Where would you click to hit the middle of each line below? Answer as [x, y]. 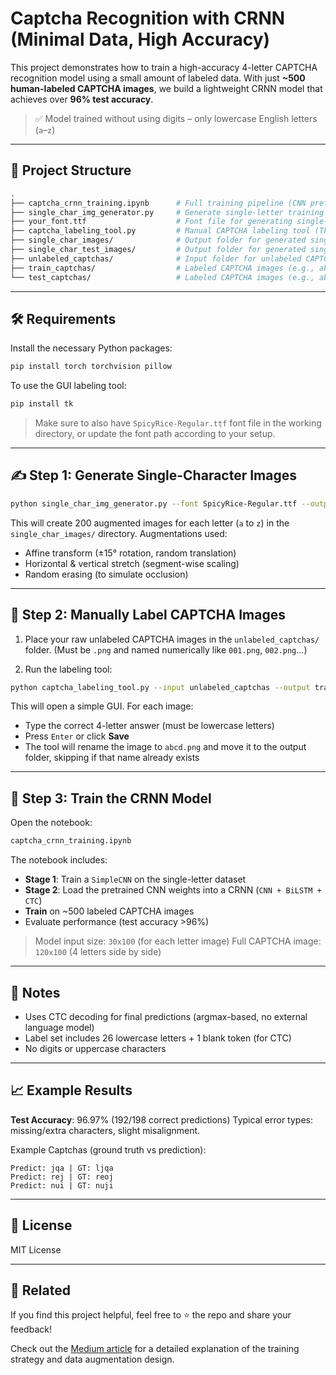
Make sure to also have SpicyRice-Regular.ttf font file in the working [178, 423]
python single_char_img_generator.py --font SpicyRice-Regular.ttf [154, 503]
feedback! [31, 1329]
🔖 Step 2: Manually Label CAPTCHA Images [148, 615]
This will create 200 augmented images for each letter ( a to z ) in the [150, 523]
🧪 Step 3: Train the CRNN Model [111, 798]
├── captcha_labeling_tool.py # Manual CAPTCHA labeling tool [160, 231]
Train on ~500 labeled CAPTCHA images [109, 911]
